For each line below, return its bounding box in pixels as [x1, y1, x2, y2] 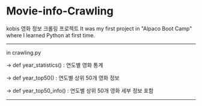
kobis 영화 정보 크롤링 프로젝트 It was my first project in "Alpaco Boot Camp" [6, 25, 192, 32]
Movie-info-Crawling [6, 4, 114, 18]
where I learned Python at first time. [6, 31, 95, 39]
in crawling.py [6, 49, 41, 56]
